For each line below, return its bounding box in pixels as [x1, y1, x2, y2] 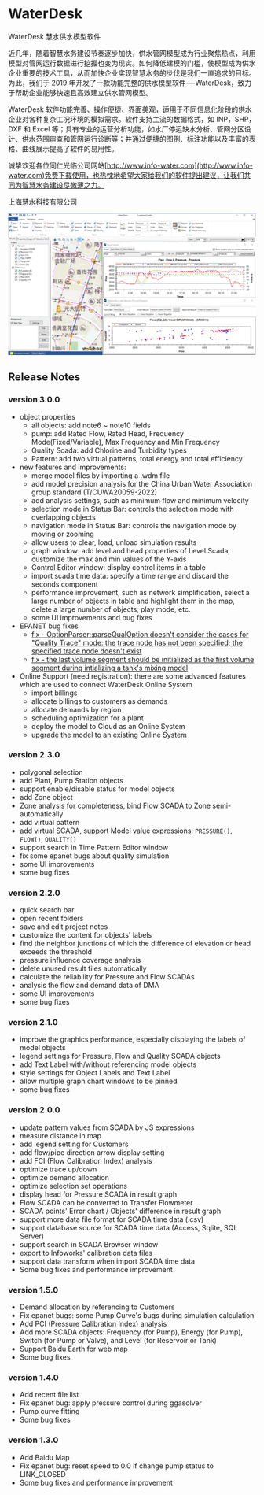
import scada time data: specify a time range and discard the [31, 571, 229, 580]
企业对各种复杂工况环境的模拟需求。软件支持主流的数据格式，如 [8, 114, 214, 124]
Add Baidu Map [19, 1452, 70, 1462]
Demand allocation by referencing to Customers [19, 1302, 175, 1312]
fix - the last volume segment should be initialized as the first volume [31, 654, 255, 664]
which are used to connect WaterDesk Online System [19, 679, 192, 689]
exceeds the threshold [19, 947, 93, 957]
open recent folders [19, 914, 84, 923]
